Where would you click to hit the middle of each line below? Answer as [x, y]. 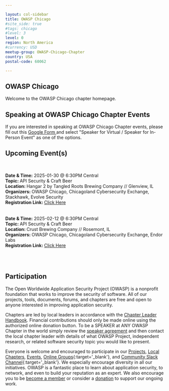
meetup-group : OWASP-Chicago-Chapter [45, 52]
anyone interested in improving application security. [59, 305]
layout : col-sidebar [27, 14]
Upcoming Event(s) [36, 153]
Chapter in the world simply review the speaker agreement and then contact [85, 331]
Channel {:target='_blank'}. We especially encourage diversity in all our [79, 362]
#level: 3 [16, 33]
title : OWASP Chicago [28, 19]
